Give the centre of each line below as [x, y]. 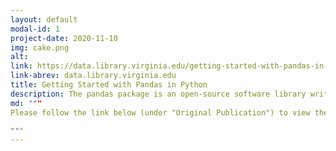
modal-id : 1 [35, 29]
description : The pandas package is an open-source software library [158, 94]
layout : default [44, 19]
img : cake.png [40, 47]
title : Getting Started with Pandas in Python [109, 85]
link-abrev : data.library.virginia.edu [93, 76]
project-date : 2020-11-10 [64, 38]
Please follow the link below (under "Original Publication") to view [160, 112]
